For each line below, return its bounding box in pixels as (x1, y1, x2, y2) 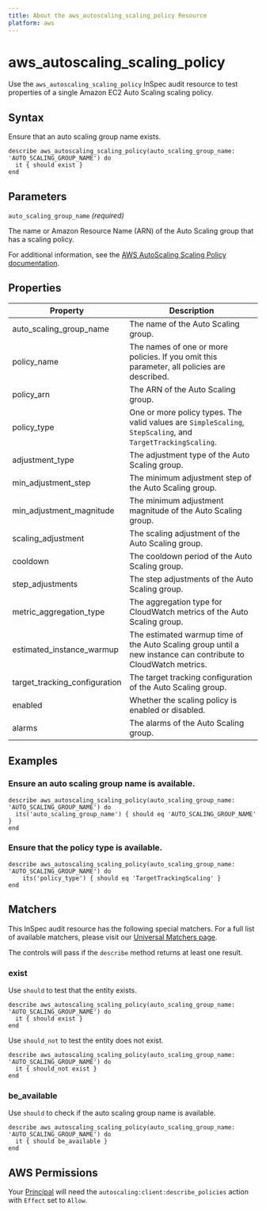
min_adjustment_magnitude (12, 505, 115, 516)
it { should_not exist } (15, 1065, 97, 1073)
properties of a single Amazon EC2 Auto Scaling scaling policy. (8, 88, 214, 98)
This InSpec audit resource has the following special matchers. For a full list (8, 924, 255, 933)
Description (169, 305, 215, 316)
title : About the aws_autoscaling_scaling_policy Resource (8, 11, 207, 20)
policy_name (12, 356, 59, 367)
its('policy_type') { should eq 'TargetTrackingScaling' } (22, 874, 222, 882)
